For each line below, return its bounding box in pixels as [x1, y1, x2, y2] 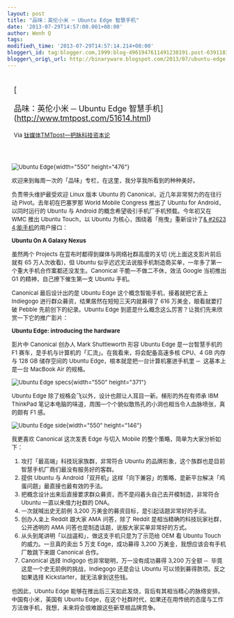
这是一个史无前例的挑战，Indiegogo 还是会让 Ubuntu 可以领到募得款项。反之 [21, 564, 226, 573]
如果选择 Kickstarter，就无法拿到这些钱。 [21, 573, 132, 581]
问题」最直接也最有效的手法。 [26, 482, 107, 490]
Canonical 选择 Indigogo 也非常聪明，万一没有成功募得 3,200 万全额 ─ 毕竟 [21, 556, 223, 564]
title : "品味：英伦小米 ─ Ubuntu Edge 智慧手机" [7, 17, 139, 24]
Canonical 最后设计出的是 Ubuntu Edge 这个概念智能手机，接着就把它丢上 [11, 289, 208, 296]
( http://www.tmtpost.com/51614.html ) [13, 113, 152, 123]
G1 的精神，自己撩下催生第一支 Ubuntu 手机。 [11, 275, 134, 282]
